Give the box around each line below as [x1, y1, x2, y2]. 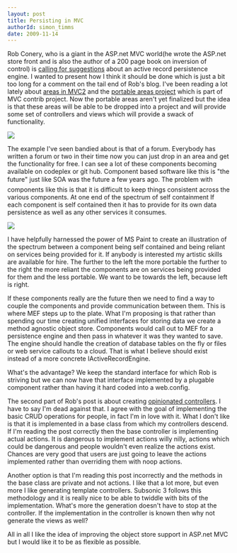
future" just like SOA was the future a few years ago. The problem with [7, 175, 213, 184]
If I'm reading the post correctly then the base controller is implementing [7, 427, 219, 436]
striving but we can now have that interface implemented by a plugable [7, 376, 214, 384]
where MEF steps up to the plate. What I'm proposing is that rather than [7, 310, 216, 318]
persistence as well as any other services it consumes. [7, 208, 167, 217]
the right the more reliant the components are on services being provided [7, 265, 221, 274]
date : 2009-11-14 [7, 30, 59, 38]
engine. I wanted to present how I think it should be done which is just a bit [7, 72, 225, 81]
